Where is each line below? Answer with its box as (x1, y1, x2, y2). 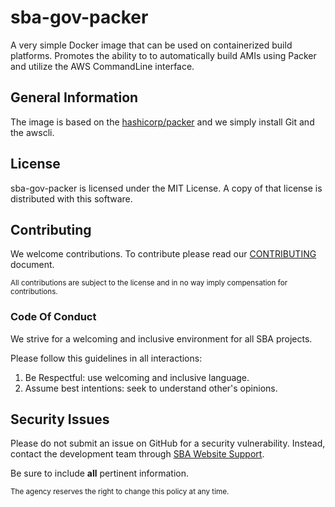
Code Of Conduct (10, 310, 97, 324)
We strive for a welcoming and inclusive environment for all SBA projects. (10, 332, 313, 345)
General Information (10, 89, 139, 106)
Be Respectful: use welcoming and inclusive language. (24, 371, 250, 383)
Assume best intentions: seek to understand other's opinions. (24, 382, 278, 394)
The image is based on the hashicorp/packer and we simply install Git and (10, 116, 315, 128)
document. (10, 259, 55, 271)
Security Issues (10, 411, 110, 428)
